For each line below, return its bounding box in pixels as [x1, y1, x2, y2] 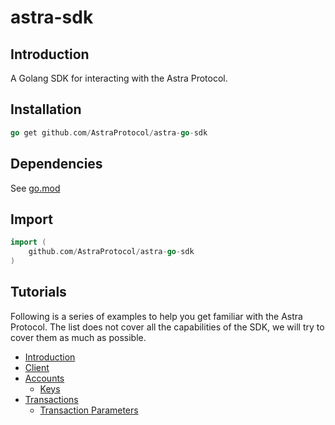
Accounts [24, 372, 65, 384]
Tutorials [10, 284, 67, 301]
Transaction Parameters [39, 404, 139, 416]
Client [24, 361, 50, 373]
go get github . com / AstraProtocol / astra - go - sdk [10, 127, 208, 138]
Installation [10, 101, 82, 118]
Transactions [24, 393, 79, 405]
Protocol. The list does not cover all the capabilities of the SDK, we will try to [10, 321, 325, 333]
